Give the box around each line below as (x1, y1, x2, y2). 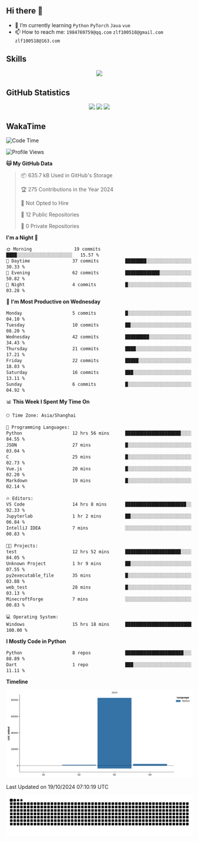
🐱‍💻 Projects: (6, 543, 38, 549)
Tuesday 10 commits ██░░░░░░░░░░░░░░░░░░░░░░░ (6, 322, 192, 328)
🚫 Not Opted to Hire (20, 200, 69, 207)
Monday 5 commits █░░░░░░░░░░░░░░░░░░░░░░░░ (6, 311, 192, 316)
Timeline (6, 678, 28, 685)
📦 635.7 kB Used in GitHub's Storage (20, 172, 113, 179)
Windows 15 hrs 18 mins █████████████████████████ (6, 622, 192, 628)
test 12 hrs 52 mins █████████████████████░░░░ (6, 549, 192, 555)
